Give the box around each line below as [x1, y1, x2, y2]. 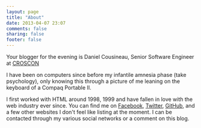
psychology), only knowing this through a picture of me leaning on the [6, 78, 181, 85]
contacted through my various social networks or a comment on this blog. [6, 115, 190, 122]
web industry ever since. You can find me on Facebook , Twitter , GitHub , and [6, 102, 196, 109]
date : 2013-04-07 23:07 [6, 20, 66, 26]
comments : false [6, 25, 47, 32]
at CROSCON [6, 59, 39, 67]
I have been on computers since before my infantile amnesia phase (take [6, 72, 187, 78]
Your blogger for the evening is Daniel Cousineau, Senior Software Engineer [6, 53, 194, 60]
